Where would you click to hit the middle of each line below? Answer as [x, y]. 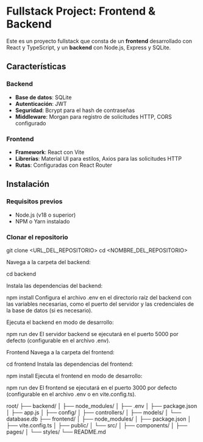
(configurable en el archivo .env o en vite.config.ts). [71, 394]
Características [36, 67]
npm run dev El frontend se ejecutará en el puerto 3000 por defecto [92, 387]
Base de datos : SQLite [43, 97]
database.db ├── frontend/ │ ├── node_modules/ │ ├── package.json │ [99, 419]
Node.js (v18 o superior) [45, 215]
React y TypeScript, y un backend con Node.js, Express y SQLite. [89, 47]
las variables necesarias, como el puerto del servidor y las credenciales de [100, 304]
